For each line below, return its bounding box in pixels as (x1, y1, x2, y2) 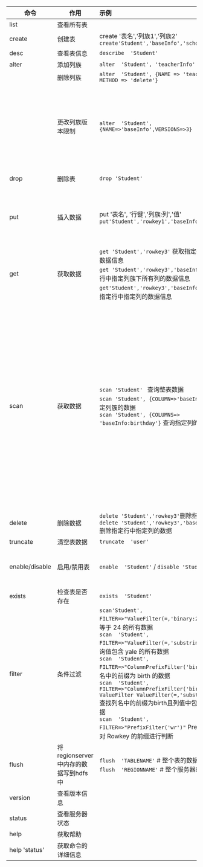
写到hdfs (63, 769, 88, 777)
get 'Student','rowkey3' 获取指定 (99, 247, 197, 256)
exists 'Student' (99, 593, 152, 599)
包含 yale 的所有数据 (111, 648, 169, 656)
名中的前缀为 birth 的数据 (99, 672, 170, 680)
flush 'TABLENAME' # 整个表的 (99, 756, 187, 764)
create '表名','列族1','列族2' (99, 32, 178, 40)
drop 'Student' (99, 175, 143, 182)
